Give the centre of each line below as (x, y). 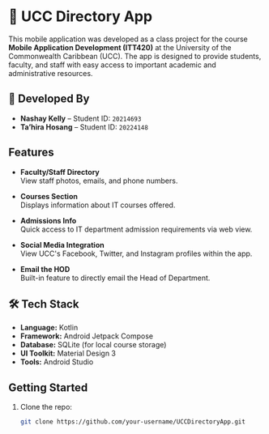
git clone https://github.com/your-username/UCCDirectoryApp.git (132, 422)
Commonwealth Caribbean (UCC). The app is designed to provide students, (135, 56)
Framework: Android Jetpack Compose (87, 336)
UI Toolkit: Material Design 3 (68, 353)
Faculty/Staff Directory (60, 172)
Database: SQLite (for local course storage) (93, 345)
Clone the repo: (46, 407)
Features (31, 153)
